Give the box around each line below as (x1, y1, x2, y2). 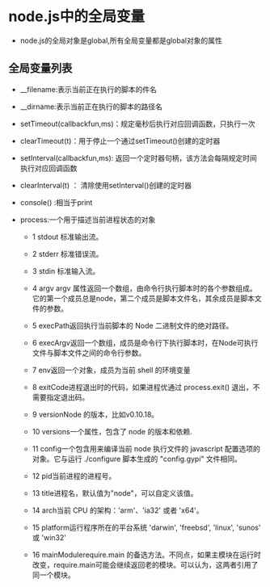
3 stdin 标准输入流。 (32, 266, 100, 275)
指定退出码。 (46, 392, 90, 402)
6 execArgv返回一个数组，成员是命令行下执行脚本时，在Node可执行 (32, 338, 259, 347)
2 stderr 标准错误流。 (32, 249, 103, 258)
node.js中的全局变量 (8, 7, 146, 26)
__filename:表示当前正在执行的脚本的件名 (19, 84, 158, 94)
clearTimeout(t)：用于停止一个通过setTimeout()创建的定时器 (19, 136, 221, 145)
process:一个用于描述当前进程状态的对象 (19, 215, 156, 224)
